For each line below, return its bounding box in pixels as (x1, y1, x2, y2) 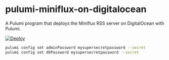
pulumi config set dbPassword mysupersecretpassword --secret (5, 49, 139, 55)
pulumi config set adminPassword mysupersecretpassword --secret (5, 45, 146, 50)
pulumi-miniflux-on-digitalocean (5, 4, 147, 15)
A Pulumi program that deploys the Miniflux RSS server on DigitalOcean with (5, 20, 164, 26)
